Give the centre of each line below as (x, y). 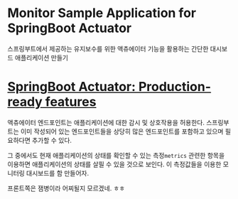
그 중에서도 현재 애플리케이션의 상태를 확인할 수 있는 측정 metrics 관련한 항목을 (116, 155)
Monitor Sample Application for (102, 13)
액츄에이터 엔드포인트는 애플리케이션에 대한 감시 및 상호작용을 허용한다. (106, 122)
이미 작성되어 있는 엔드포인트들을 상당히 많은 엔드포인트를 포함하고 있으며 (122, 131)
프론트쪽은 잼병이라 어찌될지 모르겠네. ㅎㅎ (66, 188)
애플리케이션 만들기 (42, 58)
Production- (175, 87)
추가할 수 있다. (52, 140)
